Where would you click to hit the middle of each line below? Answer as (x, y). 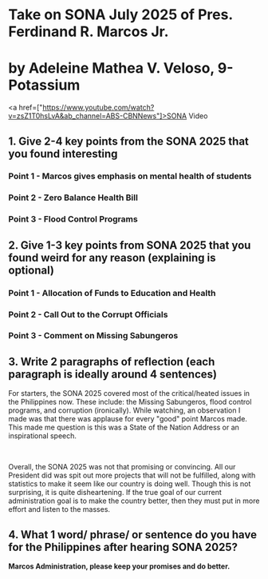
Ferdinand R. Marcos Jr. (89, 32)
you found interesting (63, 154)
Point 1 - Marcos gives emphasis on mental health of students (130, 176)
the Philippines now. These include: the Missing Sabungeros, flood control (130, 402)
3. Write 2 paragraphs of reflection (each (112, 361)
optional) (31, 270)
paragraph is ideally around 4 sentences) (113, 374)
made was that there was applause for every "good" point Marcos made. (128, 419)
